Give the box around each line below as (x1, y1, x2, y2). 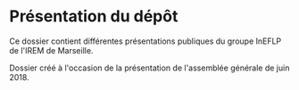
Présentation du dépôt (9, 6, 179, 27)
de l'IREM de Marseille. (9, 45, 94, 55)
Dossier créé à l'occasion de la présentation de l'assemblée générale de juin (9, 62, 290, 73)
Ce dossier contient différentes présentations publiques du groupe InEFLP (9, 36, 282, 46)
